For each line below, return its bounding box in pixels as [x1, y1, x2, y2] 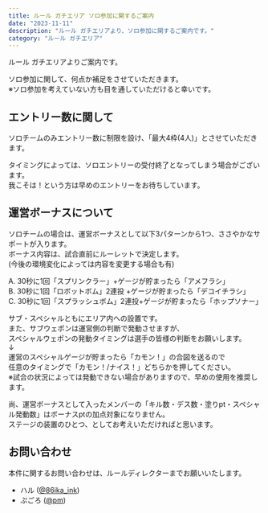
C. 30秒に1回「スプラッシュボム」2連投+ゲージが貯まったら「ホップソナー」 [8, 296, 263, 306]
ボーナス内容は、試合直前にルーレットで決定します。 [8, 248, 184, 258]
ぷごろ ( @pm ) [19, 495, 67, 505]
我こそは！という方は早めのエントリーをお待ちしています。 [8, 180, 205, 190]
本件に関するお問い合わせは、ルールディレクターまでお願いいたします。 [8, 468, 246, 478]
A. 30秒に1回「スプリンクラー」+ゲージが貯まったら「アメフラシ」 [8, 276, 230, 285]
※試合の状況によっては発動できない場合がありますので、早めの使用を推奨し [8, 371, 258, 382]
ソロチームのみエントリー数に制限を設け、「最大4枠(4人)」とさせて [8, 133, 230, 143]
